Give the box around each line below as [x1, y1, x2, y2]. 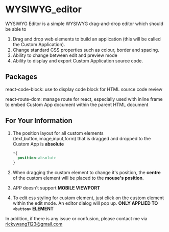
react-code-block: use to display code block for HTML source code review [5, 86, 163, 92]
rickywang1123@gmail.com [5, 221, 63, 227]
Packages [5, 73, 37, 81]
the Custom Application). [12, 41, 65, 47]
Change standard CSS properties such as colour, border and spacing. [12, 47, 159, 53]
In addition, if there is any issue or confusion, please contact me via [5, 216, 148, 222]
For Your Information [5, 116, 73, 125]
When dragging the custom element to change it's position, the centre [12, 170, 161, 176]
